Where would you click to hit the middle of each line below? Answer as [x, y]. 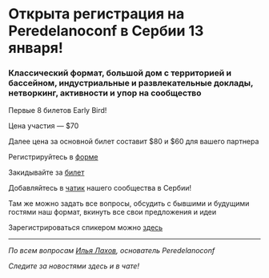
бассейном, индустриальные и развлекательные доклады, [131, 83]
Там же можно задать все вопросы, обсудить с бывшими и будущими [129, 203]
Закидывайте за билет [46, 172]
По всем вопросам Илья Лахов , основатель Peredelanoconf [112, 251]
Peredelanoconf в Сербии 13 [106, 31]
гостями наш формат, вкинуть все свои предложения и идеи [112, 212]
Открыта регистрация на [96, 14]
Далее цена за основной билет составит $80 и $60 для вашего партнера [134, 142]
